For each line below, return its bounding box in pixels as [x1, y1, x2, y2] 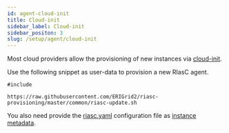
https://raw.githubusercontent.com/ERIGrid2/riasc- [7, 94, 159, 101]
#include [7, 81, 32, 88]
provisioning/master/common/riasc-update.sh [7, 99, 137, 107]
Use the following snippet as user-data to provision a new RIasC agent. [7, 68, 209, 76]
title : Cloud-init [7, 17, 60, 23]
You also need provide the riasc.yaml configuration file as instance [7, 112, 197, 120]
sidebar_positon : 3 [7, 29, 63, 37]
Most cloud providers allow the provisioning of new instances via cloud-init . [7, 54, 222, 63]
